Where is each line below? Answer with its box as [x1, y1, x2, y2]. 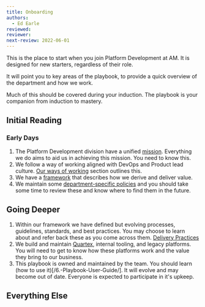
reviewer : [6, 32, 32, 38]
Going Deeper [6, 205, 61, 215]
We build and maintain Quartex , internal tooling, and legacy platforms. [15, 240, 192, 248]
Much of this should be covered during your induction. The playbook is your [6, 91, 198, 98]
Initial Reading [6, 115, 62, 126]
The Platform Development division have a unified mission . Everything [15, 148, 192, 155]
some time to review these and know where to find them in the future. [15, 186, 191, 194]
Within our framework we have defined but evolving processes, [15, 221, 176, 228]
